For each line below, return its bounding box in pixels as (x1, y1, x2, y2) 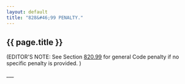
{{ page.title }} (6, 37, 63, 47)
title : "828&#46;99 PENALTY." (6, 15, 84, 21)
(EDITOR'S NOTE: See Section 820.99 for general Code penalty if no (6, 53, 179, 61)
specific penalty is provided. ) (6, 60, 81, 67)
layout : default (6, 9, 48, 15)
